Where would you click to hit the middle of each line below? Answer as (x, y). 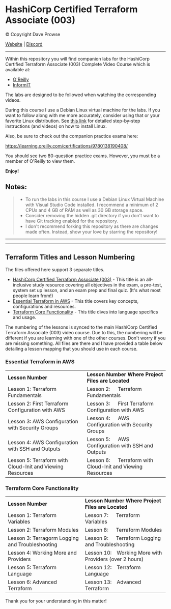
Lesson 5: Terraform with (38, 460)
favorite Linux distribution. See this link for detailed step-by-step (73, 121)
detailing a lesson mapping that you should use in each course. (72, 349)
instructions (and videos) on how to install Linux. (56, 126)
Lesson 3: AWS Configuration (43, 421)
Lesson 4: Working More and (42, 553)
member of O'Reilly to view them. (40, 161)
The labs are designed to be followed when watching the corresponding (81, 95)
